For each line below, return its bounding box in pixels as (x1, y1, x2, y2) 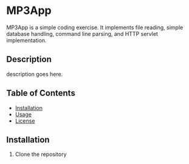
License (15, 117, 35, 125)
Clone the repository (15, 151, 67, 158)
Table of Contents (6, 88, 76, 98)
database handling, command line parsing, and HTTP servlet (6, 30, 158, 37)
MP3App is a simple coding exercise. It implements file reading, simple (6, 24, 184, 31)
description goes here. (6, 70, 63, 78)
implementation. (6, 36, 47, 44)
